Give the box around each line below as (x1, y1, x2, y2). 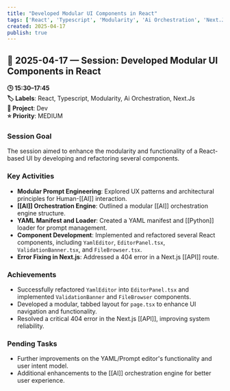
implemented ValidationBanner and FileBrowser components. (16, 292, 192, 300)
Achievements (7, 270, 57, 279)
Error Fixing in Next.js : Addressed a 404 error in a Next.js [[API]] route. (16, 252, 219, 261)
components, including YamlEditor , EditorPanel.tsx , (16, 238, 166, 246)
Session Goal (7, 131, 52, 141)
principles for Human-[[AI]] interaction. (16, 194, 128, 202)
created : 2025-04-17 (7, 23, 66, 29)
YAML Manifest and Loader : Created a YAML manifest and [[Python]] (16, 216, 214, 224)
